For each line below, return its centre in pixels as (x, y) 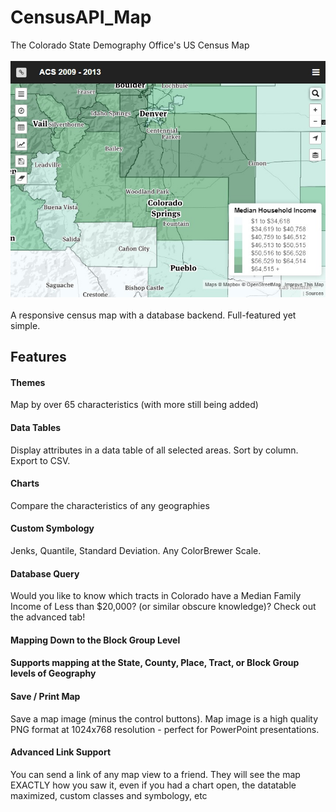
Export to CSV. (40, 460)
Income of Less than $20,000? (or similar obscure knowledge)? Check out (163, 607)
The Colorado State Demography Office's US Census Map (130, 45)
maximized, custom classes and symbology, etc (109, 795)
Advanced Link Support (61, 752)
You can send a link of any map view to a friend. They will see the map (155, 774)
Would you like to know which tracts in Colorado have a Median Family (156, 596)
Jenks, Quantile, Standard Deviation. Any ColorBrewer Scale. (136, 550)
